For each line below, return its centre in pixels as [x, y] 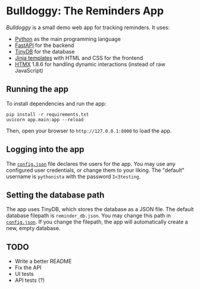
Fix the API [28, 268]
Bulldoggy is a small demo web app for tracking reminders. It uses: [88, 27]
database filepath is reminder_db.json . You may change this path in [89, 216]
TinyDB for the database [45, 51]
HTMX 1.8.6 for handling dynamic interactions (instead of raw [90, 64]
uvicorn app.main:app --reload [45, 120]
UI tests [24, 274]
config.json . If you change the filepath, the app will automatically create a [97, 222]
